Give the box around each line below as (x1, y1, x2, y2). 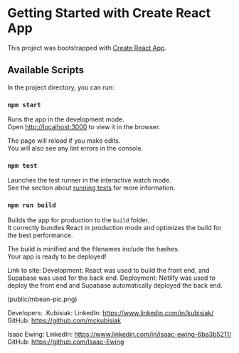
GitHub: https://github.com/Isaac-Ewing (7, 337, 124, 346)
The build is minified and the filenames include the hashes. (7, 244, 180, 253)
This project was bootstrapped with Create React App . (7, 43, 167, 52)
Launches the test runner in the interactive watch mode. (7, 176, 172, 185)
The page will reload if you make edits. (7, 136, 121, 145)
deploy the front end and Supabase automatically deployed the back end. (7, 281, 223, 289)
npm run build (7, 201, 56, 210)
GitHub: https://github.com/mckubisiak (7, 316, 122, 325)
